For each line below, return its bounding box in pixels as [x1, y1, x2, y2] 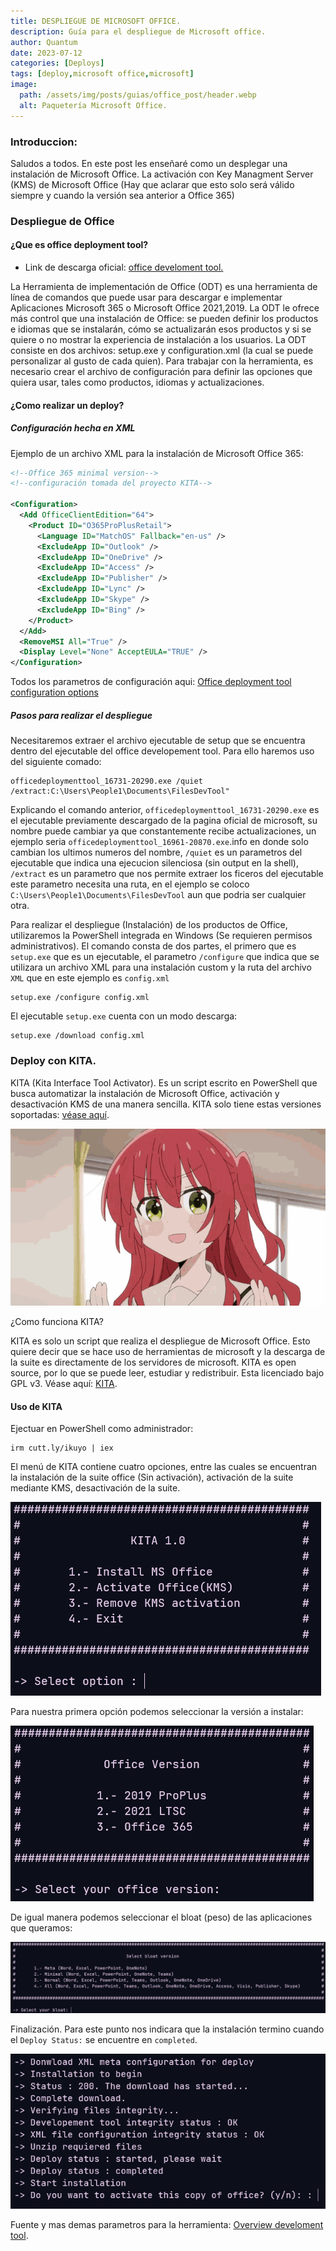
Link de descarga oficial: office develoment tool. [24, 261, 224, 274]
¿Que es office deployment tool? [10, 239, 149, 251]
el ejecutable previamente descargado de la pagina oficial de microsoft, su [10, 815, 318, 827]
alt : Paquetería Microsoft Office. [19, 100, 168, 110]
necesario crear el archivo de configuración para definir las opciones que [10, 366, 313, 378]
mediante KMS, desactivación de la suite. [10, 1482, 181, 1494]
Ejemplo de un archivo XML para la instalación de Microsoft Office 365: [10, 447, 304, 459]
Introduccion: [10, 135, 78, 149]
